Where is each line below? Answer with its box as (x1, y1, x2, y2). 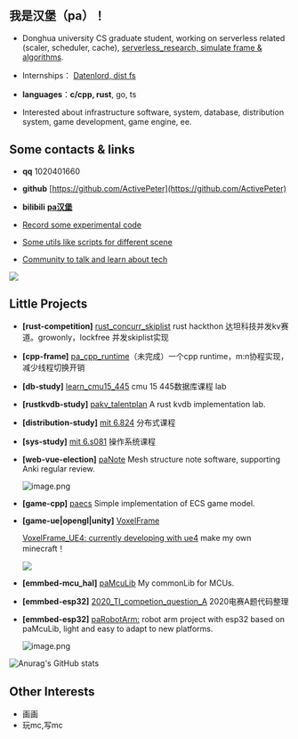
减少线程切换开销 (21, 362, 85, 373)
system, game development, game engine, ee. (21, 116, 192, 127)
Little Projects (9, 297, 88, 312)
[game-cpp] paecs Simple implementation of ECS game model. (21, 498, 255, 509)
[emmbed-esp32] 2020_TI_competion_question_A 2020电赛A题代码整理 (21, 596, 289, 607)
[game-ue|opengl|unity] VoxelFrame (21, 515, 160, 526)
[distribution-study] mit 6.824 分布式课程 (21, 417, 176, 428)
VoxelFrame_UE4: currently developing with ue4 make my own (21, 533, 252, 544)
